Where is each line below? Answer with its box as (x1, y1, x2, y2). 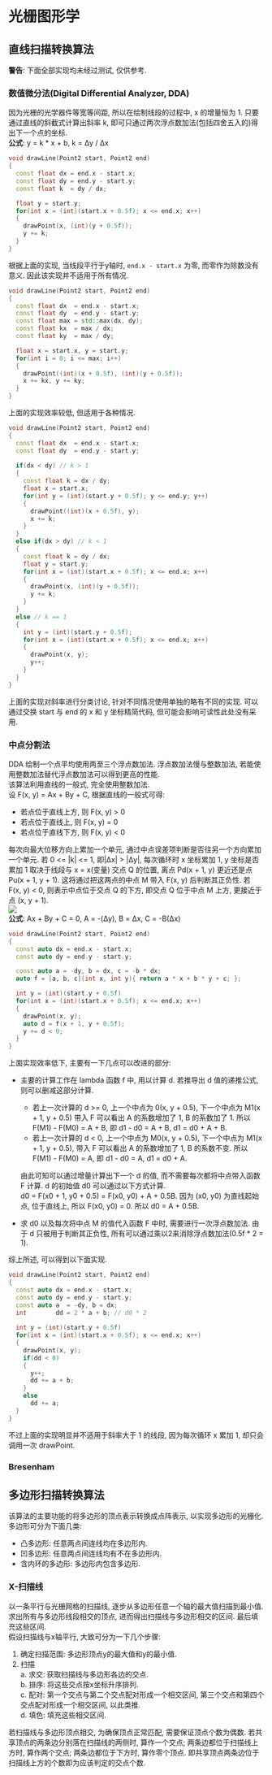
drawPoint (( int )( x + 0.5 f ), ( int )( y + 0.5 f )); (23, 369, 183, 378)
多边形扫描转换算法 (8, 1488, 105, 1502)
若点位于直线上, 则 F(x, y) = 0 (19, 817, 119, 827)
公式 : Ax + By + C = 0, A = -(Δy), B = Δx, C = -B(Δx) (8, 914, 181, 923)
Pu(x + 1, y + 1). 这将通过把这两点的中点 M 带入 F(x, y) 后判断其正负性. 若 (8, 874, 251, 884)
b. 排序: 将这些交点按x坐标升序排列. (19, 1679, 139, 1689)
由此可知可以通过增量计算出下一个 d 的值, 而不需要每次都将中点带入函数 (19, 1171, 261, 1181)
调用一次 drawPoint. (8, 1440, 76, 1450)
